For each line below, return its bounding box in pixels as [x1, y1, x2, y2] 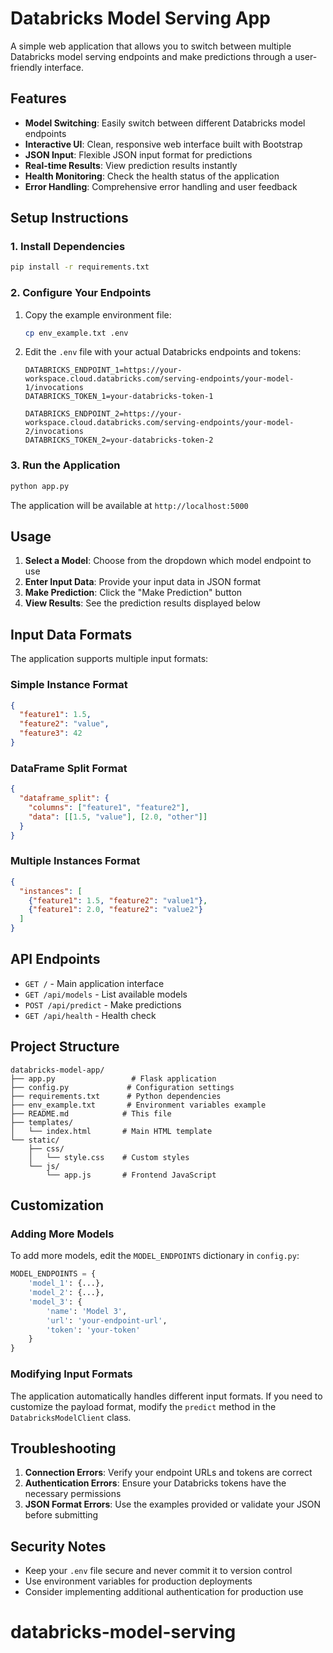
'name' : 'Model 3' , [46, 1306, 128, 1316]
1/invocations [24, 383, 84, 393]
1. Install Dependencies [10, 240, 126, 254]
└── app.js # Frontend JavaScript [46, 1170, 217, 1180]
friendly [10, 61, 43, 73]
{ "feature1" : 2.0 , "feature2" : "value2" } [28, 905, 203, 915]
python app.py [10, 481, 70, 491]
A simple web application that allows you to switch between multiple [10, 40, 292, 52]
